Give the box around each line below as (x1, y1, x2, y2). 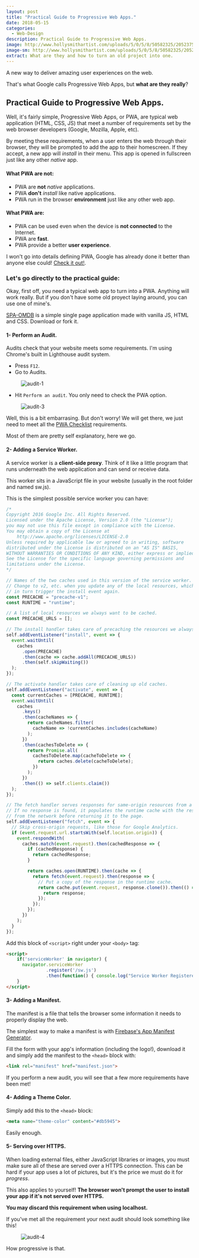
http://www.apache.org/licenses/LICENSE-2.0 (17, 534, 129, 539)
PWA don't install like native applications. (14, 189, 116, 196)
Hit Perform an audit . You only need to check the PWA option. (14, 392, 167, 399)
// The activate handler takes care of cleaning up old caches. (6, 681, 168, 688)
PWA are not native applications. (14, 183, 95, 190)
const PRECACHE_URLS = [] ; (6, 616, 73, 622)
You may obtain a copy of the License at (6, 528, 110, 534)
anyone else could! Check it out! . (6, 259, 86, 266)
